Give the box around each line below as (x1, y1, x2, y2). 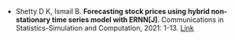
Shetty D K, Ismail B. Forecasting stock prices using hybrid (15, 7, 210, 16)
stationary (15, 15, 51, 24)
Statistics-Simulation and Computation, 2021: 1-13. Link (15, 24, 194, 32)
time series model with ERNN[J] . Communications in (51, 15, 224, 24)
